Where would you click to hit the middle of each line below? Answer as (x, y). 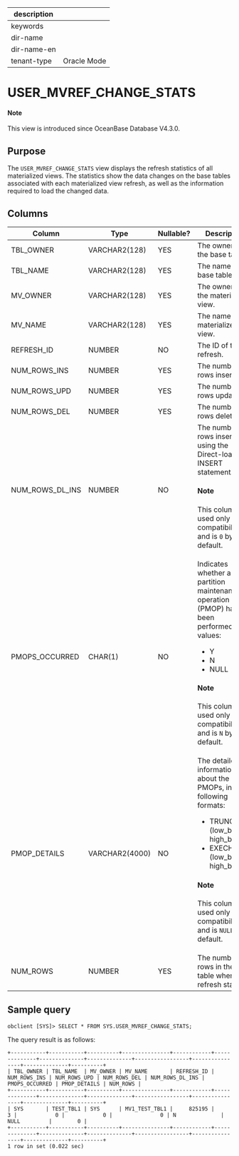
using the (213, 445)
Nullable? (174, 233)
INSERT (210, 463)
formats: (211, 806)
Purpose (27, 151)
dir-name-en (34, 49)
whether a (214, 572)
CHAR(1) (103, 656)
